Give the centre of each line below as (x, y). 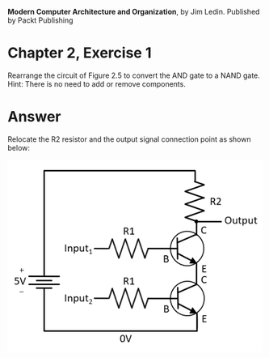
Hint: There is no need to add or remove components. (97, 83)
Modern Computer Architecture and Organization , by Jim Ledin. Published (134, 12)
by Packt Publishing (40, 20)
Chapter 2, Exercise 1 (80, 53)
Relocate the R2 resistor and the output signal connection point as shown (129, 139)
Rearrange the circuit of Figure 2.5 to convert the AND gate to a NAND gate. (134, 75)
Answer (34, 117)
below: (19, 147)
